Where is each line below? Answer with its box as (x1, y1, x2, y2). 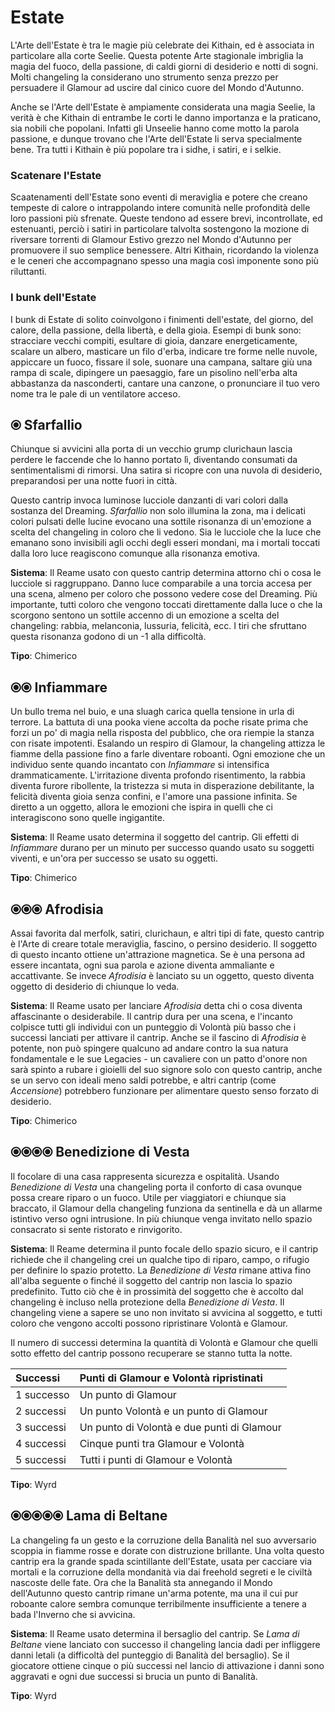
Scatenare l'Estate (10, 168, 102, 182)
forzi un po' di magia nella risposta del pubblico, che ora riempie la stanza (10, 727, 315, 739)
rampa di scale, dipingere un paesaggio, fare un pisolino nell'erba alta (10, 366, 298, 378)
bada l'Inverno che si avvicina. (10, 1608, 136, 1620)
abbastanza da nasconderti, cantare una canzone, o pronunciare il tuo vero (10, 377, 320, 389)
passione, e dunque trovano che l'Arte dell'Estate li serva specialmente (10, 132, 303, 145)
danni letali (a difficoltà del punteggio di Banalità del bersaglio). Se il (10, 1649, 290, 1661)
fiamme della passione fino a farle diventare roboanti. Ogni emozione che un (10, 748, 326, 760)
